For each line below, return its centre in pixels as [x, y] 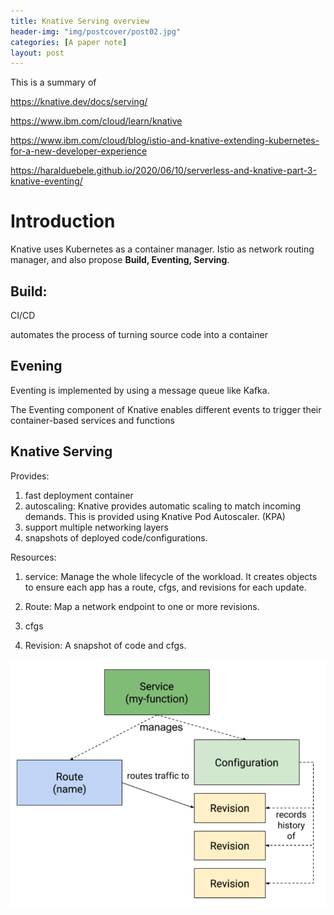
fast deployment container [79, 495]
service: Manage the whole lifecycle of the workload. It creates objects [171, 576]
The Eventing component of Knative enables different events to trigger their [166, 409]
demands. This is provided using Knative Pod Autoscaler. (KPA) [155, 516]
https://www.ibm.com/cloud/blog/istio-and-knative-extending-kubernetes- [165, 141]
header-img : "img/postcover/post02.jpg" [96, 31]
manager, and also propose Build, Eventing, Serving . [120, 260]
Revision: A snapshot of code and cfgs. [105, 645]
